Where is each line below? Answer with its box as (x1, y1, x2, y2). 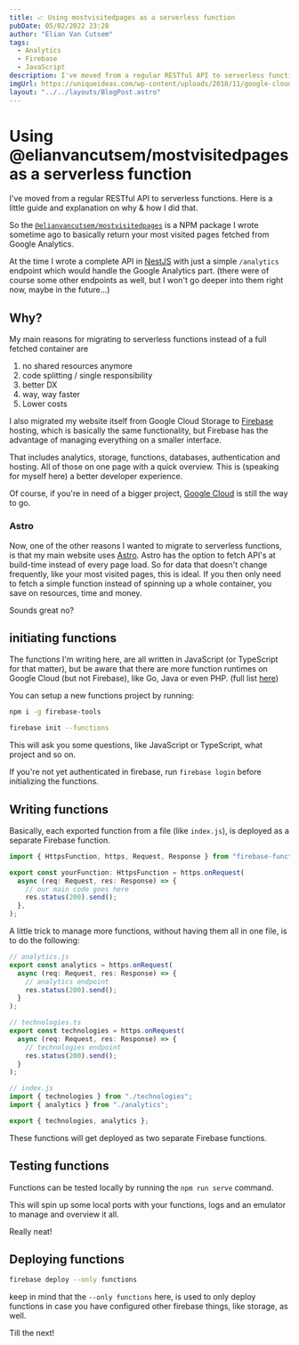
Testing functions (9, 1159, 109, 1174)
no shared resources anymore (21, 361, 133, 371)
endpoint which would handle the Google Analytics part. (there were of (9, 265, 270, 276)
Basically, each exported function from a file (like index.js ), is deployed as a (9, 825, 289, 836)
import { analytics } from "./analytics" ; (9, 1101, 169, 1110)
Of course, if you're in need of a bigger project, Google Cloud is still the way (9, 488, 288, 499)
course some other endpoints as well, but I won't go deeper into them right (9, 275, 284, 286)
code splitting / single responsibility (21, 371, 153, 381)
